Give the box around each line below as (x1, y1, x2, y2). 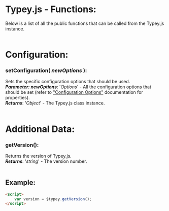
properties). (5, 95, 30, 101)
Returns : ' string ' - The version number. (5, 158, 87, 164)
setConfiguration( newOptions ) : (5, 67, 87, 74)
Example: (5, 179, 36, 187)
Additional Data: (5, 123, 75, 135)
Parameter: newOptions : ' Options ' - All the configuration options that (5, 84, 151, 90)
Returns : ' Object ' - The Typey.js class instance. (5, 100, 105, 106)
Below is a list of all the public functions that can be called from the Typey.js (5, 20, 164, 26)
